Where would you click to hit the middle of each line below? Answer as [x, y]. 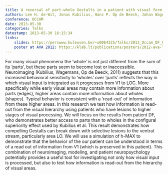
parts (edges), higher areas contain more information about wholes [74, 93]
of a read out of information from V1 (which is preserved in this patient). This [84, 146]
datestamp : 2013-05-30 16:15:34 [39, 33]
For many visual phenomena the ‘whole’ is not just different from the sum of [83, 61]
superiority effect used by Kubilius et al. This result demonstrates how [77, 125]
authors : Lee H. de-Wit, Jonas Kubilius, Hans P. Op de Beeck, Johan [79, 15]
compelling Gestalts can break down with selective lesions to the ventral [79, 130]
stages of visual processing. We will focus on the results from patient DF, [80, 115]
